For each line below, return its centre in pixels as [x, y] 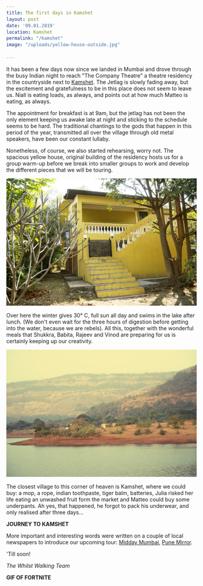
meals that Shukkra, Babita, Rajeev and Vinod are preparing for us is [91, 335]
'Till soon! [18, 554]
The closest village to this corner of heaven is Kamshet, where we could [96, 487]
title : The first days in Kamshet [50, 13]
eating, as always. [29, 101]
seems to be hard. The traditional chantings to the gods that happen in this [99, 126]
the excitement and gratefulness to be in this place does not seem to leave [99, 88]
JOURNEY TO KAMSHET [38, 524]
